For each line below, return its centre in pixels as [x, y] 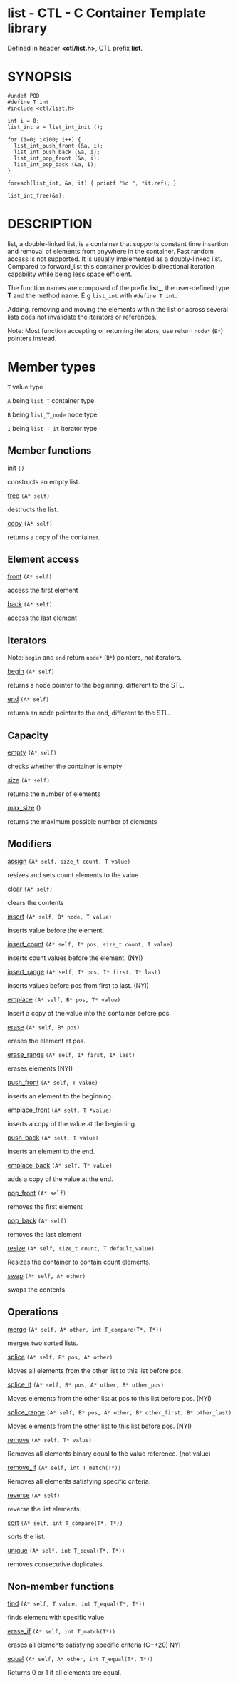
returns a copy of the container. [54, 537]
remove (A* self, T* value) [50, 1439]
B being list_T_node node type [52, 414]
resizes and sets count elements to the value [73, 874]
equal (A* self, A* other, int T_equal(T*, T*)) [80, 1659]
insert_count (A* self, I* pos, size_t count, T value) [90, 944]
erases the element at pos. [46, 1041]
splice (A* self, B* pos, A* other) [60, 1357]
